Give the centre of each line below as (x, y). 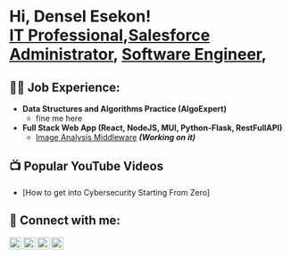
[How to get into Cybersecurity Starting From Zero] (116, 192)
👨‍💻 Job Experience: (65, 87)
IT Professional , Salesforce (110, 35)
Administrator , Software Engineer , (138, 54)
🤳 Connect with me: (65, 221)
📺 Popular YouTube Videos (86, 167)
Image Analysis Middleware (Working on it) (116, 137)
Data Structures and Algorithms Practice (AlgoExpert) (125, 109)
